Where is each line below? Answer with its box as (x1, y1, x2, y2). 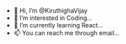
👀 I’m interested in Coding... (13, 14, 93, 22)
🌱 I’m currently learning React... (13, 21, 103, 29)
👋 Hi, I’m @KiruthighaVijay (13, 7, 88, 14)
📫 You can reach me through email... (13, 29, 120, 37)
